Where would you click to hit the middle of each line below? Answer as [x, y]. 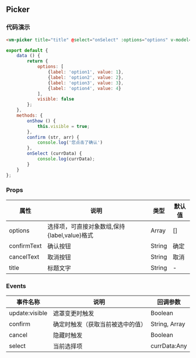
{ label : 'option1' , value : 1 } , [86, 72]
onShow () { [42, 121]
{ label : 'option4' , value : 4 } [84, 88]
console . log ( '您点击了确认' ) [70, 142]
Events [16, 286]
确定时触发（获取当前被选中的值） [100, 325]
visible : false [56, 99]
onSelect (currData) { [55, 154]
